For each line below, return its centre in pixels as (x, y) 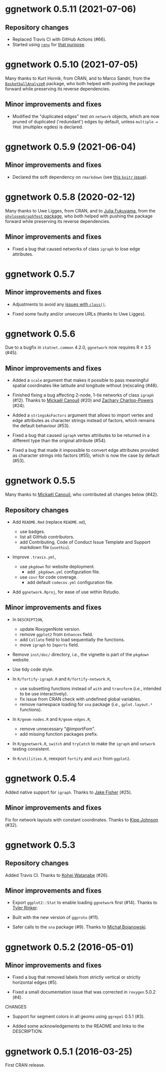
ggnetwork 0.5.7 (40, 274)
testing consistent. (31, 749)
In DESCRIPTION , (28, 619)
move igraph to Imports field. (49, 644)
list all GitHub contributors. (47, 537)
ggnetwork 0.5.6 (40, 334)
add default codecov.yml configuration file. (70, 582)
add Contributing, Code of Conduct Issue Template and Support (85, 542)
